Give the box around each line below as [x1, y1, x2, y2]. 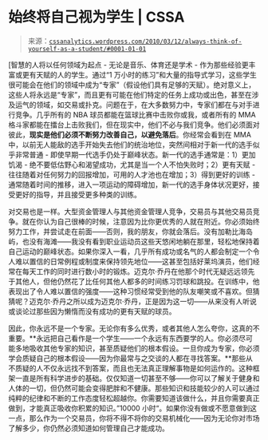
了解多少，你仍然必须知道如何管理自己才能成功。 [8, 423, 169, 433]
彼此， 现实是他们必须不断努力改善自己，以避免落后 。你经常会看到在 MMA [8, 129, 251, 139]
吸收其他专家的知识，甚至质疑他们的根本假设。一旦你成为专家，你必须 [29, 343, 260, 353]
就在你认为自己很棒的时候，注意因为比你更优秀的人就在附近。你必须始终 [22, 216, 260, 226]
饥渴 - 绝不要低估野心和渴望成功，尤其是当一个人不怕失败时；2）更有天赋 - [8, 160, 256, 169]
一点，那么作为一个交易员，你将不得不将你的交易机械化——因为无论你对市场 [8, 413, 260, 422]
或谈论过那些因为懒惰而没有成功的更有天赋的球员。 [8, 306, 176, 316]
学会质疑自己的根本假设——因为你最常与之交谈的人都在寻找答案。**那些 [8, 353, 246, 363]
